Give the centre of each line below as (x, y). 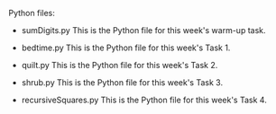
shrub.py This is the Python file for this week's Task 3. (122, 83)
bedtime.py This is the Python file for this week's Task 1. (126, 48)
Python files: (32, 13)
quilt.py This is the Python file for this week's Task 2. (120, 65)
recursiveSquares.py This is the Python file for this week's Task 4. (144, 100)
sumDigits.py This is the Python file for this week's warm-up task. (144, 30)
